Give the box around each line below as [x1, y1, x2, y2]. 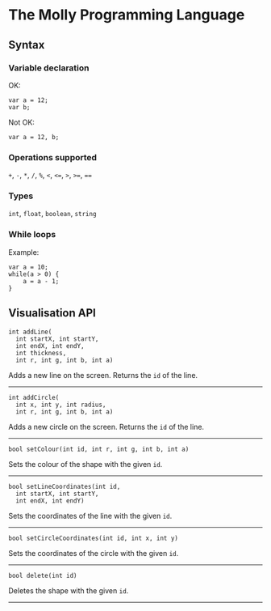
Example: [8, 247, 40, 257]
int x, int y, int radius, [15, 401, 106, 409]
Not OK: [8, 117, 35, 127]
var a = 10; [8, 263, 48, 271]
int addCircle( [8, 393, 60, 401]
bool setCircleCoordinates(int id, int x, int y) [8, 534, 179, 542]
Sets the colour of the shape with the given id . [8, 459, 163, 469]
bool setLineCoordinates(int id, [8, 482, 121, 490]
